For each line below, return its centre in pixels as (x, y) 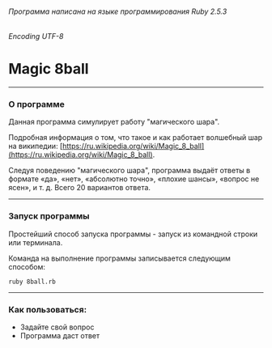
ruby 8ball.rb (32, 282)
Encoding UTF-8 (36, 36)
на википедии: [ (36, 146)
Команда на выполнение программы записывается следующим (119, 258)
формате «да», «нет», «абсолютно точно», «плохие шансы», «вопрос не (134, 179)
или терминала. (36, 242)
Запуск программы (49, 216)
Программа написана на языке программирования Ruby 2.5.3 (118, 11)
